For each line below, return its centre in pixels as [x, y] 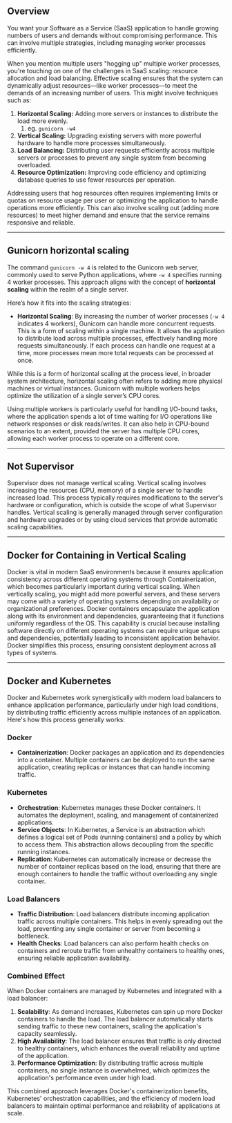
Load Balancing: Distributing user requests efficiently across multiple [116, 150]
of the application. [43, 1056]
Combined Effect [36, 976]
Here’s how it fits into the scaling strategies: [69, 303]
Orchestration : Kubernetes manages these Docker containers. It [109, 807]
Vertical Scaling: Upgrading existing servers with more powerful [109, 135]
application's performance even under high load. [87, 1078]
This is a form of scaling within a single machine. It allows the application [121, 330]
